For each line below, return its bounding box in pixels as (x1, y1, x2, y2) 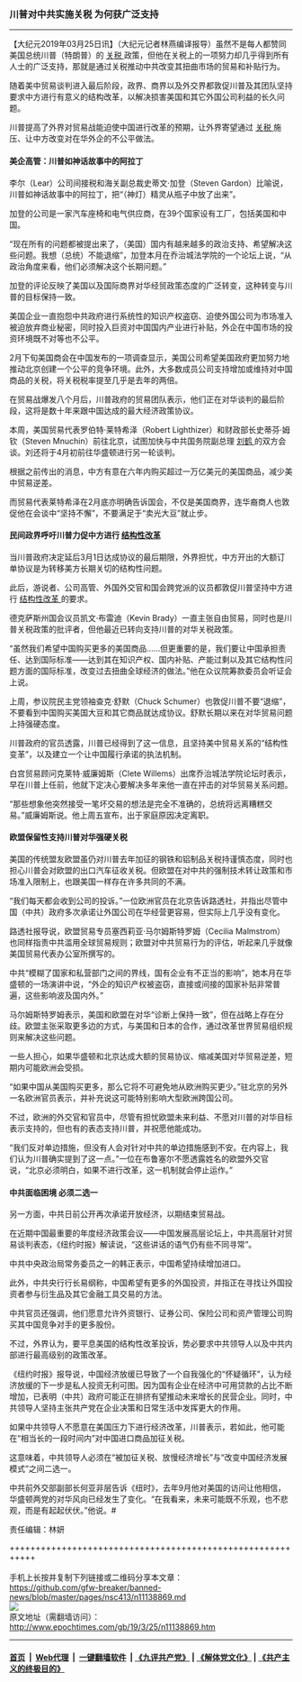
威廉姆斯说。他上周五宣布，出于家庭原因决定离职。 (24, 809, 214, 820)
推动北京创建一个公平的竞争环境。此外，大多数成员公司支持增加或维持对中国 (9, 363, 293, 374)
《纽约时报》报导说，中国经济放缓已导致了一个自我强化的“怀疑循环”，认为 (9, 1368, 285, 1380)
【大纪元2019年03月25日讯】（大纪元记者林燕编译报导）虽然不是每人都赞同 (9, 39, 288, 50)
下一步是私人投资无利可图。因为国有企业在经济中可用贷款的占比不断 (40, 1380, 293, 1391)
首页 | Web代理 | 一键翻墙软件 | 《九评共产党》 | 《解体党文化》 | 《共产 (9, 1651, 282, 1662)
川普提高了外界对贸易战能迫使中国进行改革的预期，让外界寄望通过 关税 (9, 122, 271, 133)
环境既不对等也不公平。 (16, 333, 104, 343)
